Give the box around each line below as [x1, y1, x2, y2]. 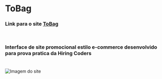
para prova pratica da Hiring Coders [5, 50, 92, 57]
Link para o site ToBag [5, 21, 59, 27]
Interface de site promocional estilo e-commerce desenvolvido [5, 44, 158, 51]
